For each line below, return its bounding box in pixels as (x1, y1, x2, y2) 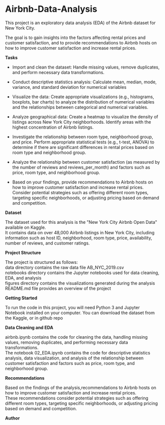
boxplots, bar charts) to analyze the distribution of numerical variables (12, 99, 155, 105)
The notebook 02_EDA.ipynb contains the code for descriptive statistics (5, 350, 151, 355)
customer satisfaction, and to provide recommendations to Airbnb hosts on (5, 39, 157, 45)
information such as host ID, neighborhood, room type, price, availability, (5, 235, 152, 241)
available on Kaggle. (5, 224, 46, 230)
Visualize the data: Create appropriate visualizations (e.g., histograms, (12, 94, 154, 100)
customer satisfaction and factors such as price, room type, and (5, 360, 135, 366)
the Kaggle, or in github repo (5, 315, 63, 321)
